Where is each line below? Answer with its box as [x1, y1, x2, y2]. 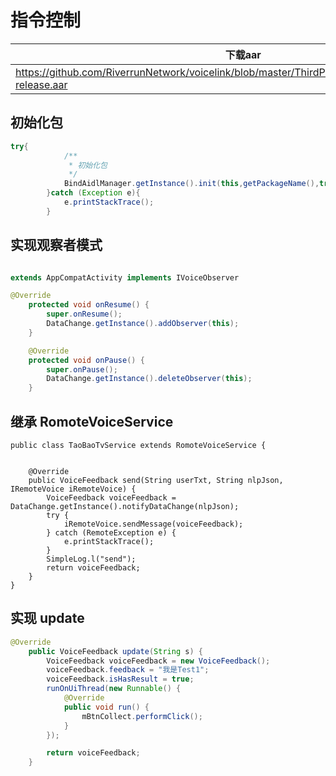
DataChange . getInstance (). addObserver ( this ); [46, 319, 240, 329]
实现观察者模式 [10, 237, 103, 254]
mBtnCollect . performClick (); [81, 711, 203, 721]
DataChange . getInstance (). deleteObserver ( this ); [46, 374, 253, 384]
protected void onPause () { [28, 355, 145, 365]
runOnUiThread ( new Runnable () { [46, 684, 182, 694]
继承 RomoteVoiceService [10, 413, 174, 430]
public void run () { [63, 702, 150, 712]
